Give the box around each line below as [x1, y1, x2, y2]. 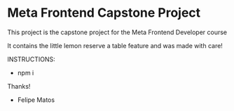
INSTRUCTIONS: [7, 54, 55, 64]
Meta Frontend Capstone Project [7, 5, 201, 21]
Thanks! [7, 82, 31, 90]
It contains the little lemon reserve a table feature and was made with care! [7, 41, 223, 50]
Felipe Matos [17, 96, 55, 104]
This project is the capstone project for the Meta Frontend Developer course [7, 28, 228, 36]
